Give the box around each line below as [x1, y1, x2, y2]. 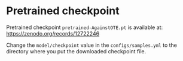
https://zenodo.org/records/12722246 [6, 30, 100, 37]
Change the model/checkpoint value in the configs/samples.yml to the [6, 41, 178, 49]
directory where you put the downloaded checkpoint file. [6, 47, 147, 54]
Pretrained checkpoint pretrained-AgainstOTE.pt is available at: [6, 24, 163, 31]
